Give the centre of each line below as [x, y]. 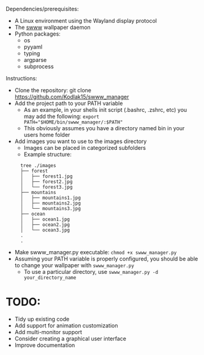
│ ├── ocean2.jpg [45, 225]
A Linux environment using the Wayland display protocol [86, 21]
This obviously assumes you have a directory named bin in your [104, 128]
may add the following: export [61, 116]
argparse [35, 60]
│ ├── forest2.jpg [47, 182]
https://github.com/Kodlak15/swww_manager [72, 97]
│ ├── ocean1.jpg [45, 219]
